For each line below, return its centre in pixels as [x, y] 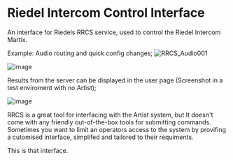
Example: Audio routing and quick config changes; [80, 53]
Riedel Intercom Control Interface [106, 13]
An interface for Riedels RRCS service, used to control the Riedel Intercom [114, 32]
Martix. [17, 39]
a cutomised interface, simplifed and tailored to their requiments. [100, 137]
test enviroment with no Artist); [52, 87]
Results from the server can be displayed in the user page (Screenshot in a [115, 80]
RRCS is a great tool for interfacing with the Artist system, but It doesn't [110, 115]
